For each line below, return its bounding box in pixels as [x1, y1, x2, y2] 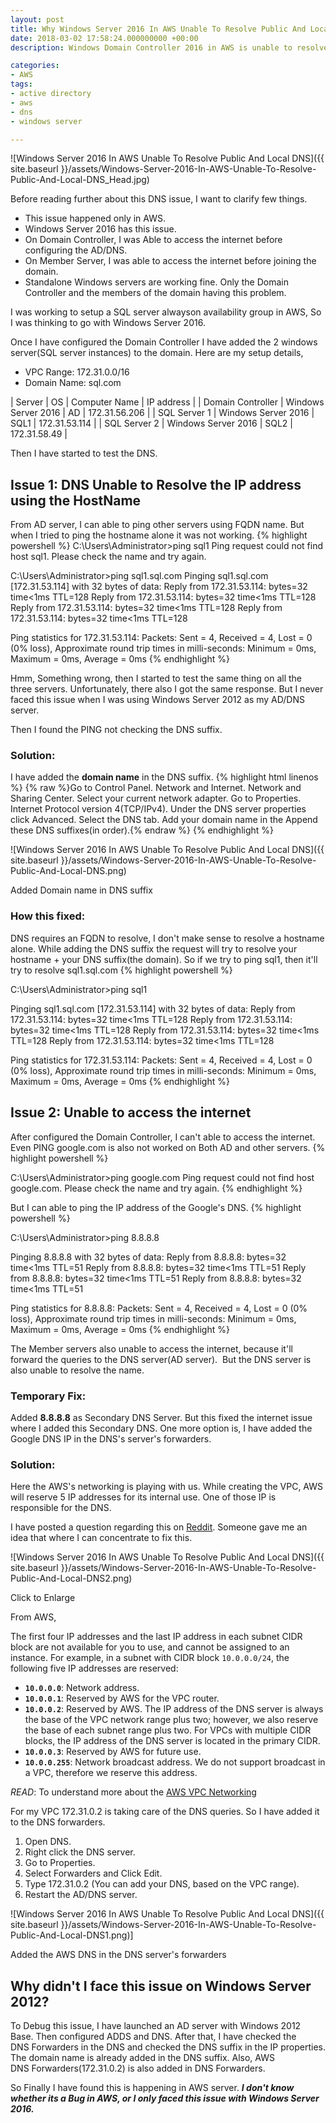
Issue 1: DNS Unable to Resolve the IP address [10, 476, 302, 493]
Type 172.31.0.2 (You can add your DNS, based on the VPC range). [24, 1878, 300, 1890]
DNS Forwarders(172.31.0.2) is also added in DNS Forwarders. [10, 2062, 266, 2074]
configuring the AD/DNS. [24, 244, 128, 256]
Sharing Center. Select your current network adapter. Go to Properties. [10, 792, 302, 805]
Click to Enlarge [10, 1592, 76, 1604]
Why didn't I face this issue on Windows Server [10, 1977, 312, 1995]
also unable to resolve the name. [10, 1364, 145, 1376]
